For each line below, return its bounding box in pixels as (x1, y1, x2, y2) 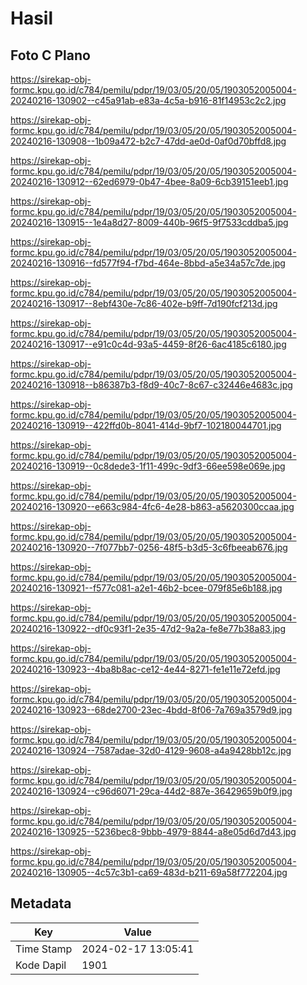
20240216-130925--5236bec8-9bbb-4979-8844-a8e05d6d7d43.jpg (10, 826, 297, 837)
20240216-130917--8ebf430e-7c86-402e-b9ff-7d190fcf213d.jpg (10, 298, 278, 309)
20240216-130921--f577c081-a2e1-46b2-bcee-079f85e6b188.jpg (10, 582, 283, 594)
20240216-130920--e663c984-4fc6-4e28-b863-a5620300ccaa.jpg (10, 501, 295, 512)
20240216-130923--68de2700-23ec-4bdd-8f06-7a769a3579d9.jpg (10, 704, 293, 716)
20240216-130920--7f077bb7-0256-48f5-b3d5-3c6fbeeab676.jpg (10, 542, 288, 553)
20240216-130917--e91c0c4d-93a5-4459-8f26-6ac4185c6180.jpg (10, 338, 287, 350)
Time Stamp (15, 942, 73, 956)
